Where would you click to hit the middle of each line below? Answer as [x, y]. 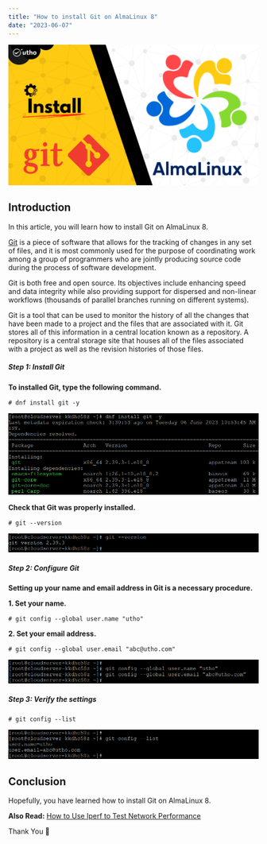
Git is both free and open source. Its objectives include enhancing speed [127, 283]
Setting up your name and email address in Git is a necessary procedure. [130, 588]
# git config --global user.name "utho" [76, 619]
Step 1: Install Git [37, 367]
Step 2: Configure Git [44, 568]
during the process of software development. [82, 267]
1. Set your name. [37, 603]
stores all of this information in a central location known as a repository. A [128, 332]
